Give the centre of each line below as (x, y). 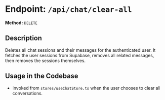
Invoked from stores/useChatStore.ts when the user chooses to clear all (86, 88)
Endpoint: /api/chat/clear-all (69, 9)
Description (23, 38)
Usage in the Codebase (42, 76)
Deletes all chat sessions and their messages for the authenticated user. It (80, 50)
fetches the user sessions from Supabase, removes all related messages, (80, 55)
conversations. (27, 93)
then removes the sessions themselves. (45, 61)
